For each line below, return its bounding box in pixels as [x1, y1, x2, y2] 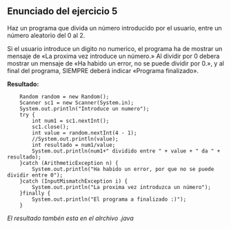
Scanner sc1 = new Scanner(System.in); [19, 99, 134, 106]
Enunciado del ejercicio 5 [7, 6, 118, 17]
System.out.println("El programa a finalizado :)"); [32, 196, 187, 203]
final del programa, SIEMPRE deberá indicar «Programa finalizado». [7, 66, 199, 74]
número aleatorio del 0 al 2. [7, 31, 86, 39]
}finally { [19, 190, 51, 197]
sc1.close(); [32, 123, 70, 130]
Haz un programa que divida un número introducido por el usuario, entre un [7, 23, 222, 32]
